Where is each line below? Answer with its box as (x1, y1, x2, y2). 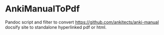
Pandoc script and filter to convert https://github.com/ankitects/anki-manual (5, 19, 159, 25)
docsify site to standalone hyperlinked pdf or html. (5, 24, 107, 30)
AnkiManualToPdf (5, 3, 80, 14)
